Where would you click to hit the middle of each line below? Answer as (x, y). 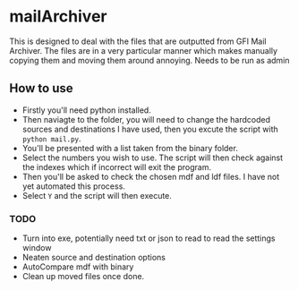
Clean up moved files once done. (83, 277)
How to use (41, 88)
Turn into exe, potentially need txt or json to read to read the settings (149, 238)
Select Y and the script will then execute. (97, 195)
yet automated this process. (73, 186)
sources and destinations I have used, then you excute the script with (150, 129)
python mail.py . (52, 138)
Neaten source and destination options (94, 258)
